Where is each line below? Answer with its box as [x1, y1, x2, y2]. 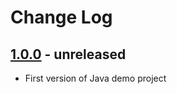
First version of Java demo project [24, 72, 167, 84]
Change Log [10, 6, 113, 29]
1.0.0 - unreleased [10, 46, 127, 63]
